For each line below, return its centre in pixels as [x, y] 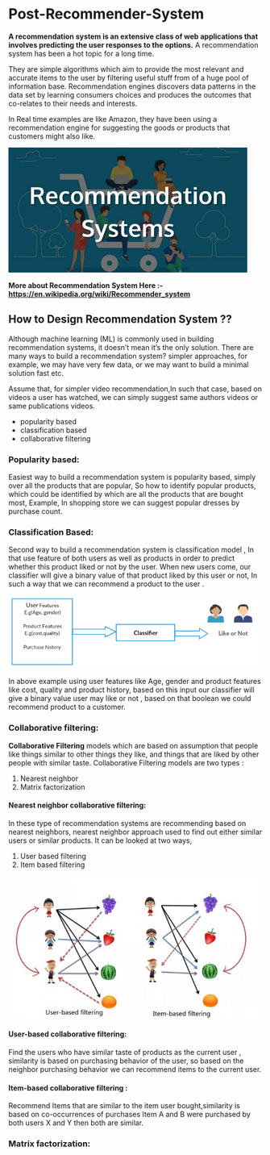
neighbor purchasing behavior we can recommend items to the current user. [135, 1070]
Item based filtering [52, 865]
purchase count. [35, 511]
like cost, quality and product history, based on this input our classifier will [132, 690]
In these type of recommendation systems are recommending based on [127, 823]
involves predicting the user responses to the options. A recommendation [133, 44]
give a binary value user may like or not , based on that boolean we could [130, 698]
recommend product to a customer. [67, 707]
